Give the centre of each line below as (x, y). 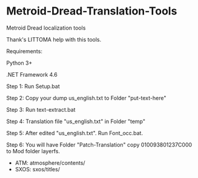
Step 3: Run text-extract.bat (41, 109)
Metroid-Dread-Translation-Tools (92, 11)
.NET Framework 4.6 (32, 74)
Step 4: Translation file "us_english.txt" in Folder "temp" (76, 121)
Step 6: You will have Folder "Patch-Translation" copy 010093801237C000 (99, 145)
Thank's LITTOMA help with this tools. (54, 39)
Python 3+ (19, 63)
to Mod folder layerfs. (33, 151)
